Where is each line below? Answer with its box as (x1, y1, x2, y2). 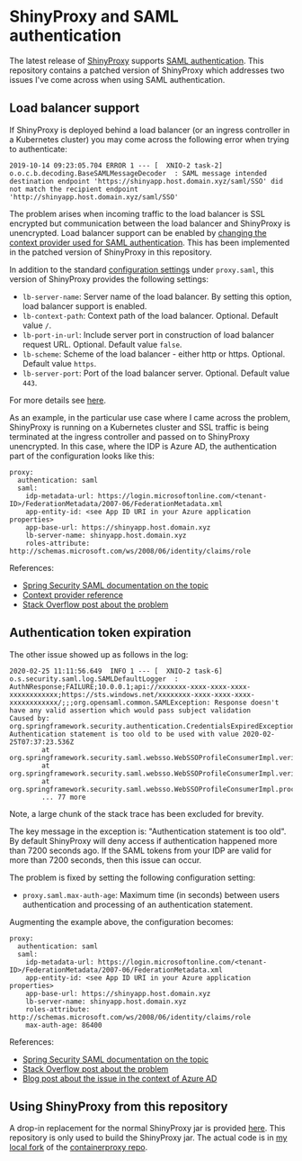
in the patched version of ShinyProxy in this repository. (9, 246, 213, 258)
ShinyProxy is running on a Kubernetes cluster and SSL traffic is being (9, 422, 270, 432)
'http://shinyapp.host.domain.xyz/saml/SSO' (9, 192, 179, 202)
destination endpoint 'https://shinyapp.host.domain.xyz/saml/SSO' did (9, 177, 283, 186)
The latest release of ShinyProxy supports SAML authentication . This (9, 55, 264, 66)
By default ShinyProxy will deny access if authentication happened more (9, 835, 278, 846)
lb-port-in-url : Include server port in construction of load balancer (22, 329, 275, 340)
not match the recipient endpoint (9, 185, 139, 194)
